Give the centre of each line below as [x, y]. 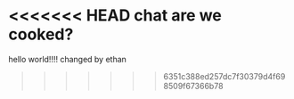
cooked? [41, 34]
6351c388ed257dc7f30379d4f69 [225, 76]
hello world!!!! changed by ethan [67, 59]
